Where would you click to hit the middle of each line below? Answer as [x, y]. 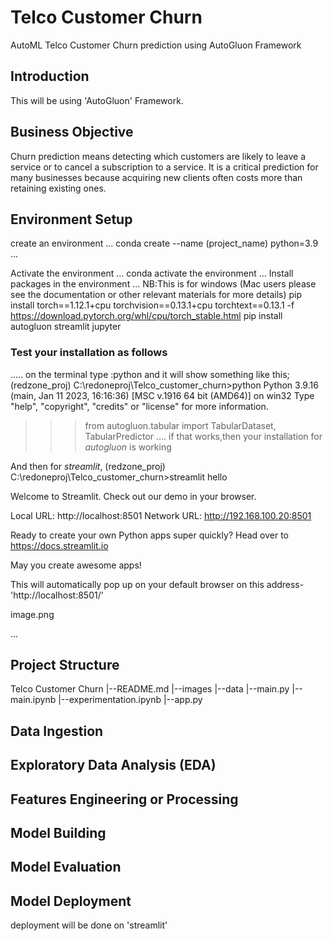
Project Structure [65, 665]
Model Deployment [71, 901]
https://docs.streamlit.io [59, 545]
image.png [32, 614]
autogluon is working [128, 447]
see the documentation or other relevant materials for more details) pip [156, 295]
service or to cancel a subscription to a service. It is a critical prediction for [164, 167]
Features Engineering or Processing [124, 799]
